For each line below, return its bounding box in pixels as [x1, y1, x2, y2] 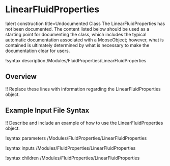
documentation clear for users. [5, 48, 70, 54]
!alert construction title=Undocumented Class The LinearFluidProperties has [5, 20, 165, 27]
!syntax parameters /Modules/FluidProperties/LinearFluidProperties [5, 135, 147, 141]
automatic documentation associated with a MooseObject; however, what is [5, 37, 164, 43]
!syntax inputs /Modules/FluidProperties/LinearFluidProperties [5, 145, 136, 151]
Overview [5, 73, 37, 81]
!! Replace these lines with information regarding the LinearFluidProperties [5, 86, 161, 92]
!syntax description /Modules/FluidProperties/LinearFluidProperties [5, 57, 147, 63]
